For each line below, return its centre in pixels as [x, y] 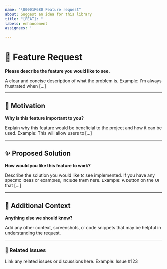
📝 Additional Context [38, 206]
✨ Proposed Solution [38, 153]
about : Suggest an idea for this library [49, 14]
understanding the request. [33, 233]
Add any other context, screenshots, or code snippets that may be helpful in [83, 227]
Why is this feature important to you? [44, 118]
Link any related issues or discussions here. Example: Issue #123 [72, 261]
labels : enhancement [27, 24]
